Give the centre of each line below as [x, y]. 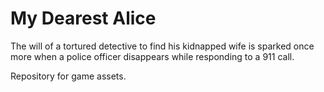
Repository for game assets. [68, 76]
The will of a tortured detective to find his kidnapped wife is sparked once [162, 46]
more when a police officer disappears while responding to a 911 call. [152, 56]
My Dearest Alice [83, 18]
